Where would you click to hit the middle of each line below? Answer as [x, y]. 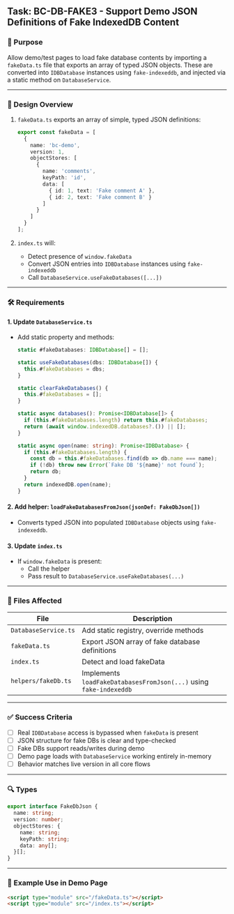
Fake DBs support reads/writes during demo [81, 748]
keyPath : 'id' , [65, 178]
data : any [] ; [39, 846]
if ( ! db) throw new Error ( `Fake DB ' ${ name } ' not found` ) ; [118, 465]
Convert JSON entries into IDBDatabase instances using [107, 264]
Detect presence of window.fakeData [80, 256]
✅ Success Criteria [40, 717]
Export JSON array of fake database [141, 642]
